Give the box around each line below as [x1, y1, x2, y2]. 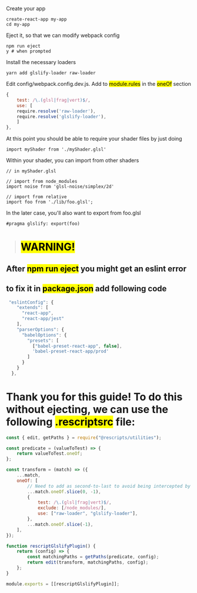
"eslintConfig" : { [8, 299, 54, 305]
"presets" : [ [27, 338, 59, 344]
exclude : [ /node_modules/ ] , [37, 505, 107, 511]
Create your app [6, 5, 46, 12]
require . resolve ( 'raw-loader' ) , [16, 108, 96, 114]
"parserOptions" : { [16, 327, 65, 332]
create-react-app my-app [6, 16, 67, 22]
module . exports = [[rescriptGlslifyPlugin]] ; [6, 581, 119, 587]
